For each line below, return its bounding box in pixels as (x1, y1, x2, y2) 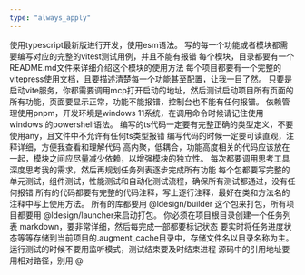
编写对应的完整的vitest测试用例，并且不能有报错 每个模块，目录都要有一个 (16, 51, 295, 62)
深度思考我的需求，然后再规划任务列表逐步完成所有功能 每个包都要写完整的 (9, 164, 290, 175)
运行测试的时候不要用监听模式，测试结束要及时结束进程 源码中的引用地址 (9, 243, 282, 254)
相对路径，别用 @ (16, 255, 84, 266)
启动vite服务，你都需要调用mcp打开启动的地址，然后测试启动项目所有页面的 (9, 84, 294, 95)
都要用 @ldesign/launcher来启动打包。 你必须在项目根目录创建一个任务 (16, 210, 283, 221)
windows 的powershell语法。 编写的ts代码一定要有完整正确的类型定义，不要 (9, 119, 294, 130)
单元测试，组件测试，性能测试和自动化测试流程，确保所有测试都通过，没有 (9, 175, 288, 186)
